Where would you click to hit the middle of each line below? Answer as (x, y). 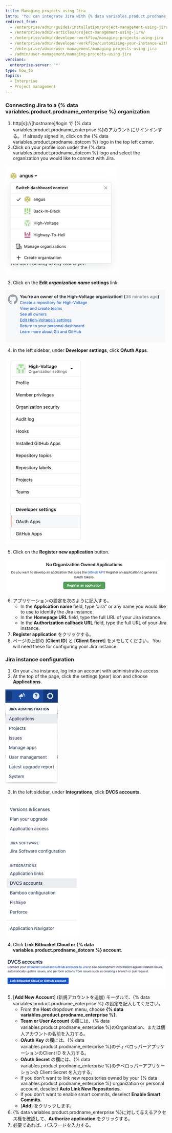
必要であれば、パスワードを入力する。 (53, 1125)
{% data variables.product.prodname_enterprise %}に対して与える (83, 1112)
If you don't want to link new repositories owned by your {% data (89, 1078)
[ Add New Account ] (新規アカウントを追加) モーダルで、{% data (81, 997)
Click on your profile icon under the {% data (59, 147)
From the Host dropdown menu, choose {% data (72, 1009)
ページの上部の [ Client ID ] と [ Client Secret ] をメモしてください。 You (87, 641)
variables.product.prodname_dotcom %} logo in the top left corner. (83, 142)
